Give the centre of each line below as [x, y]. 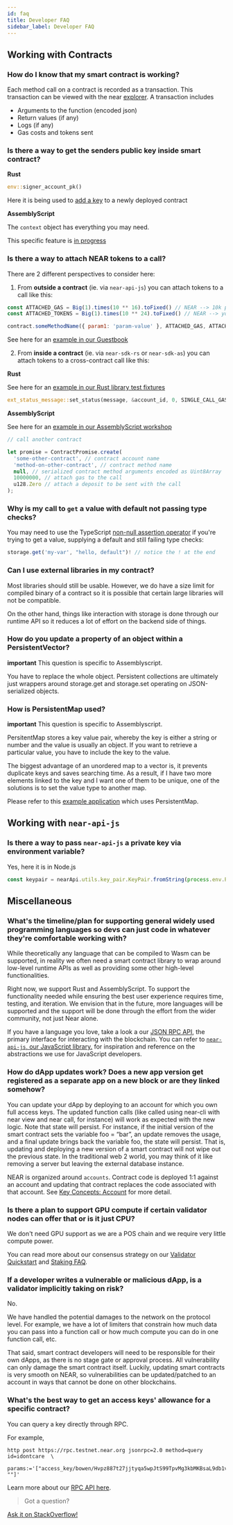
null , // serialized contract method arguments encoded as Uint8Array [118, 472]
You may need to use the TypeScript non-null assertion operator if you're [112, 533]
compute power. [31, 1241]
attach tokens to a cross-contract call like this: [83, 360]
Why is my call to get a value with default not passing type [107, 508]
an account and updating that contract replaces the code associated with [112, 1184]
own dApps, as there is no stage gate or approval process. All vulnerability [113, 1360]
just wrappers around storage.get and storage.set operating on [97, 683]
